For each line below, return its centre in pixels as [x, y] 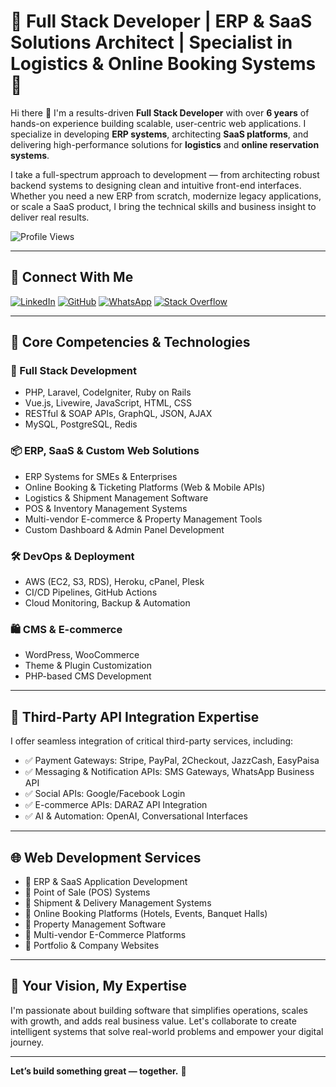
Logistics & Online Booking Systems [163, 64]
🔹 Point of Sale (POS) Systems [87, 892]
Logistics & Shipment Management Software [116, 497]
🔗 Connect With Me [72, 277]
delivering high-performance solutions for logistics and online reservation [165, 144]
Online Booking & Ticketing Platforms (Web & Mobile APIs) [145, 487]
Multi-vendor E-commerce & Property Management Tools [143, 519]
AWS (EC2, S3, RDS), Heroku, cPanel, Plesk [114, 582]
